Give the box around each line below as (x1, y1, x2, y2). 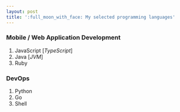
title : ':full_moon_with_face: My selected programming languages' (6, 14, 176, 20)
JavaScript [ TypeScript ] (14, 47, 73, 54)
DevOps (6, 74, 30, 83)
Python (14, 88, 32, 95)
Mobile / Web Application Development (6, 34, 121, 42)
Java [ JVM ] (14, 53, 43, 60)
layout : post (6, 8, 38, 15)
